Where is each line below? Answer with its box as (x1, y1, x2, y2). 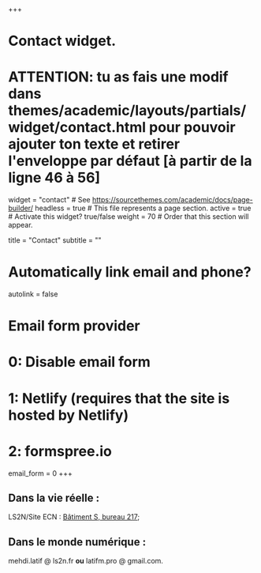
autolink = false (8, 289, 58, 299)
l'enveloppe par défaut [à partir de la (8, 152, 252, 170)
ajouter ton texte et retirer (8, 135, 180, 153)
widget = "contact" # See (8, 195, 91, 205)
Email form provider (8, 317, 140, 335)
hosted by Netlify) (8, 406, 129, 424)
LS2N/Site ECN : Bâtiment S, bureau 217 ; (8, 512, 140, 522)
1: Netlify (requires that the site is (8, 389, 230, 407)
